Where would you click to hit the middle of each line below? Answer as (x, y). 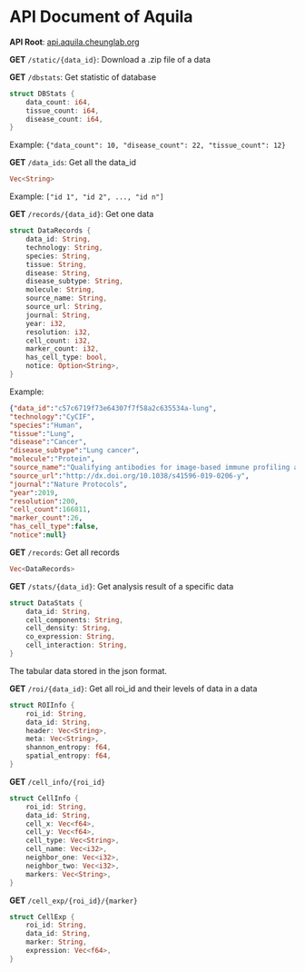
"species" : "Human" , (46, 425)
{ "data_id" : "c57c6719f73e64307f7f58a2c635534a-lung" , (113, 408)
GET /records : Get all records (64, 552)
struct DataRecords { (50, 231)
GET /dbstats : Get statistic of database (83, 77)
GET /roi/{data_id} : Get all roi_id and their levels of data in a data (133, 689)
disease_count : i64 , (64, 119)
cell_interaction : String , (77, 645)
